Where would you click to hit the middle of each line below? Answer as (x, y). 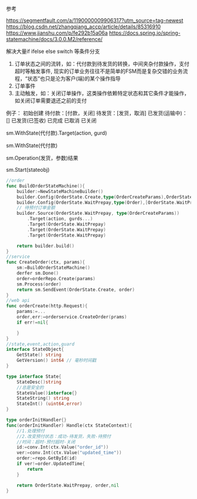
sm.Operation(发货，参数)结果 (42, 158)
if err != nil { (33, 322)
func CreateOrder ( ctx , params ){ (45, 262)
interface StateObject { (35, 350)
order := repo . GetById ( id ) (47, 458)
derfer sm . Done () (38, 273)
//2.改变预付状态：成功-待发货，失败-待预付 (64, 436)
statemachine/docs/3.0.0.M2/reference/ (54, 39)
